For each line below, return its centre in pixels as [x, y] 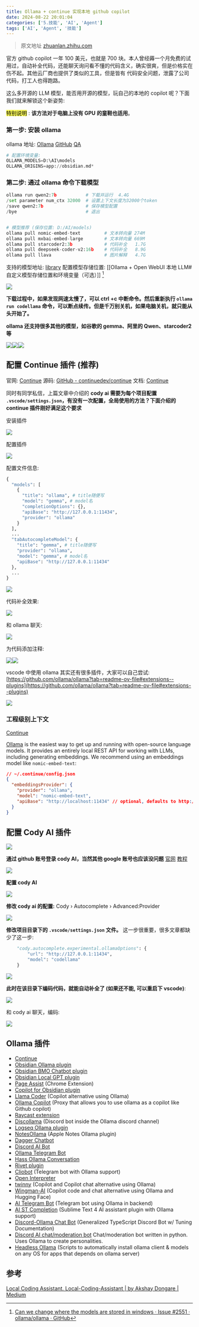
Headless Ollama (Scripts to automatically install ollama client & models [102, 1247]
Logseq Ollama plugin [41, 1127]
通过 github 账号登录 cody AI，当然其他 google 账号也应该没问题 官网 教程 [97, 859]
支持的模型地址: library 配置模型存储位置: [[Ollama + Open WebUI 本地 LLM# [99, 267]
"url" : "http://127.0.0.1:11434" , [70, 954]
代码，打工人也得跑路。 [35, 81]
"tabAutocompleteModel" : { [45, 540]
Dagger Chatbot [34, 1140]
